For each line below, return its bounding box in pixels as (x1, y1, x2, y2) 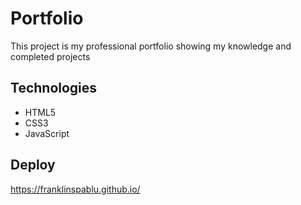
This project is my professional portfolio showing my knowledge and (10, 40, 292, 52)
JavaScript (24, 127, 70, 139)
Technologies (10, 80, 98, 97)
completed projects (10, 50, 91, 62)
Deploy (10, 157, 56, 174)
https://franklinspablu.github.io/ (10, 183, 141, 195)
